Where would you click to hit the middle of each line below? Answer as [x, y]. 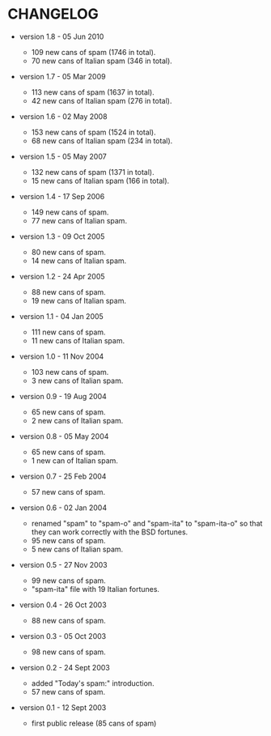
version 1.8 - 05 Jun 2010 [61, 36]
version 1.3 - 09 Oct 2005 [62, 236]
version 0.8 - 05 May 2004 [64, 436]
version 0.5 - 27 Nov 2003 [63, 564]
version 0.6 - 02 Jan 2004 [63, 508]
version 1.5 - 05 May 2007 [63, 156]
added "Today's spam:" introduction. [93, 683]
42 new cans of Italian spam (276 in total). [102, 100]
